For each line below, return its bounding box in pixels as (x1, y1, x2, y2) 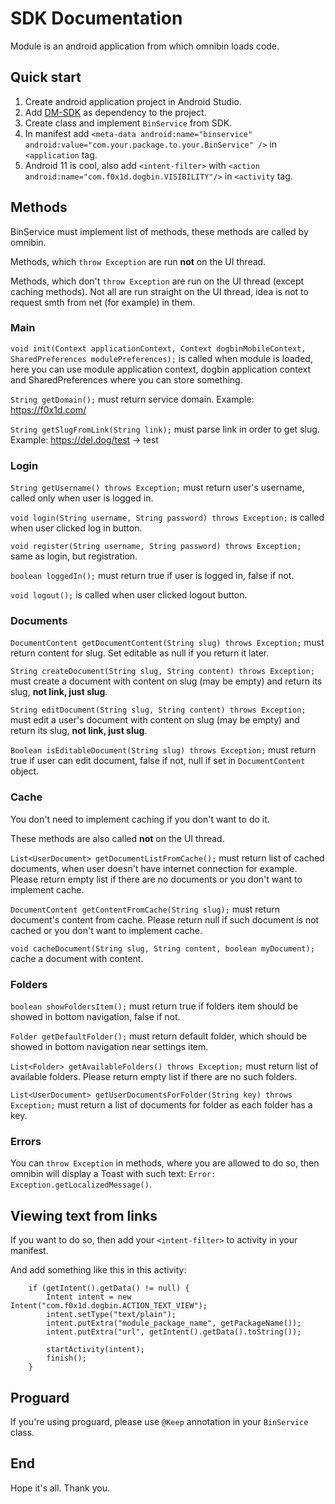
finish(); (46, 1353, 87, 1364)
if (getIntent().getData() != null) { (28, 1283, 190, 1294)
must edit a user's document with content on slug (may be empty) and (10, 714, 300, 726)
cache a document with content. (10, 952, 144, 964)
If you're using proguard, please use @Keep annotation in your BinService (10, 1415, 309, 1427)
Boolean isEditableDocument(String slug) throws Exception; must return (10, 744, 317, 756)
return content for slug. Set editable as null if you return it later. (10, 647, 270, 659)
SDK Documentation (10, 7, 183, 30)
